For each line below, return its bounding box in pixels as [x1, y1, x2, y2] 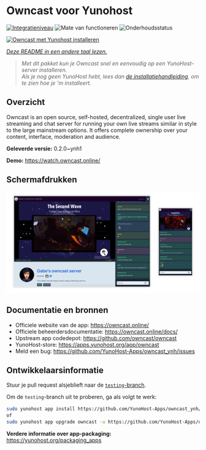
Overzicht [6, 97, 45, 107]
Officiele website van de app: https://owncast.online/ [15, 321, 149, 328]
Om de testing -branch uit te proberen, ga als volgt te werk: [6, 394, 157, 401]
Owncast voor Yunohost [6, 4, 133, 18]
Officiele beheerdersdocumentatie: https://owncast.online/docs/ [15, 328, 178, 335]
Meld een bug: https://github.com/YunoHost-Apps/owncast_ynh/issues [15, 347, 195, 355]
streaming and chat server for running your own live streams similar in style [6, 120, 197, 127]
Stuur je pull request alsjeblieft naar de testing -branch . [6, 381, 147, 389]
